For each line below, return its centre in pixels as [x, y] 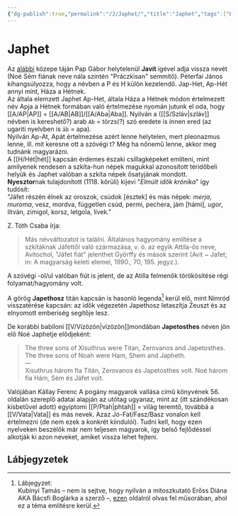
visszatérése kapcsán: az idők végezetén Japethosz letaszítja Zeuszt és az [117, 305]
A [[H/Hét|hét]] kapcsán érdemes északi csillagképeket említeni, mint [108, 159]
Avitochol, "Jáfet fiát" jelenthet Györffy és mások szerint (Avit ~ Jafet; [126, 254]
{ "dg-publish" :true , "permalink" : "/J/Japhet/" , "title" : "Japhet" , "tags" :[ [117, 14]
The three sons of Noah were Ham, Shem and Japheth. [105, 356]
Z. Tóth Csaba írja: [34, 225]
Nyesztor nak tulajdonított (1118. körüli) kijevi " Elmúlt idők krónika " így [108, 181]
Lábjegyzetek [38, 459]
